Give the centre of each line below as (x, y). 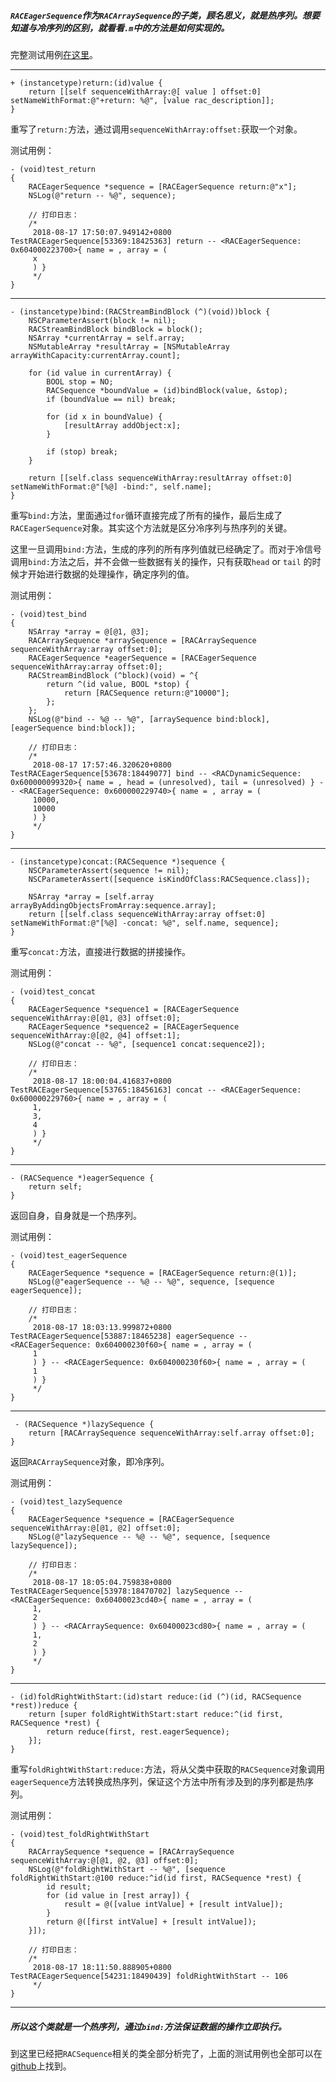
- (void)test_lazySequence (66, 1501)
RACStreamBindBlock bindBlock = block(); (115, 329)
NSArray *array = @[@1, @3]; (89, 631)
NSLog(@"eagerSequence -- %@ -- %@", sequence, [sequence (151, 1281)
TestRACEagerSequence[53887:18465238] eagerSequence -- (129, 1336)
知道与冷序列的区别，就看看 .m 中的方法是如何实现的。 (120, 27)
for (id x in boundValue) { (104, 416)
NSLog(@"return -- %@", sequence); (102, 195)
